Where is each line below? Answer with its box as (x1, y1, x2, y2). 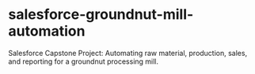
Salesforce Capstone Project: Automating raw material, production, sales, (8, 48, 248, 57)
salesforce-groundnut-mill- (8, 6, 194, 24)
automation (8, 22, 86, 40)
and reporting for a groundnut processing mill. (8, 57, 159, 66)
